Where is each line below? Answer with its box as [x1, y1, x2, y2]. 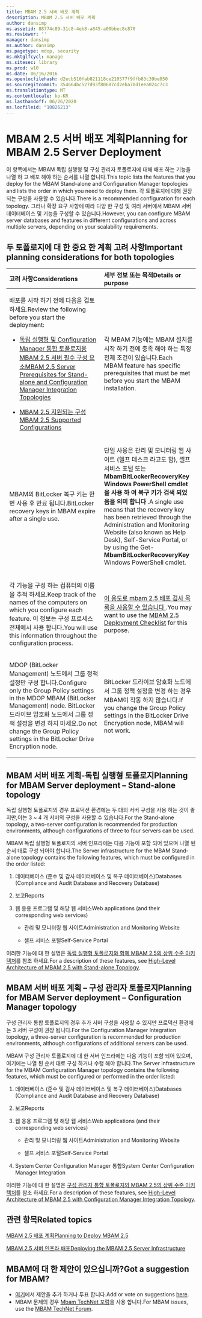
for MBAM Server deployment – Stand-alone [6, 780, 176, 790]
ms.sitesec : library [6, 59, 58, 65]
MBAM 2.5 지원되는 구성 [19, 408, 86, 416]
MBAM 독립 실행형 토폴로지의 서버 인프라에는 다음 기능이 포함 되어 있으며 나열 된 [6, 840, 196, 847]
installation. [104, 384, 136, 393]
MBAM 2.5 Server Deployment [6, 145, 162, 159]
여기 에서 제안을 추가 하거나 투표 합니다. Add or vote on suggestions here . [14, 1290, 189, 1297]
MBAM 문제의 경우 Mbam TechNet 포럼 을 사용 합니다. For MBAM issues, [14, 1298, 188, 1305]
